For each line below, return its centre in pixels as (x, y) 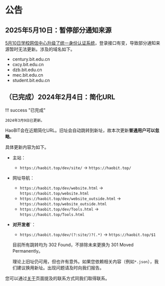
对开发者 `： (24, 224)
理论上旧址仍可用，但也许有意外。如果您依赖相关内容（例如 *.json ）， (83, 261)
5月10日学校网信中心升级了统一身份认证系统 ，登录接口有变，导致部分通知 (81, 43)
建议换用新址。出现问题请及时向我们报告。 (60, 268)
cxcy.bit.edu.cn (28, 64)
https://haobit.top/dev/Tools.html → (59, 209)
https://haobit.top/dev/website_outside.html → (70, 198)
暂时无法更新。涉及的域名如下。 (42, 49)
